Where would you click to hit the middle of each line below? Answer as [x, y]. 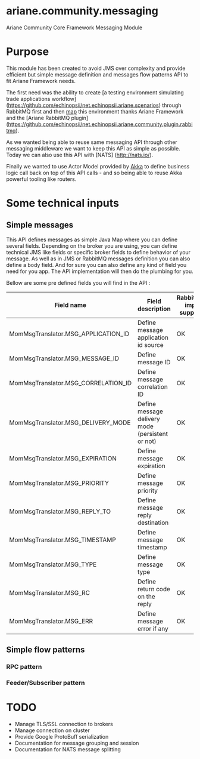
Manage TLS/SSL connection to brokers [64, 724]
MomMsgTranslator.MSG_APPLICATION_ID [69, 334]
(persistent [153, 434]
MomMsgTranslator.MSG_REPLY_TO [60, 511]
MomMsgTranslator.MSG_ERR [51, 621]
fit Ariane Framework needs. [41, 81]
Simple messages [40, 225]
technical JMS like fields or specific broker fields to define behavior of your [99, 252]
